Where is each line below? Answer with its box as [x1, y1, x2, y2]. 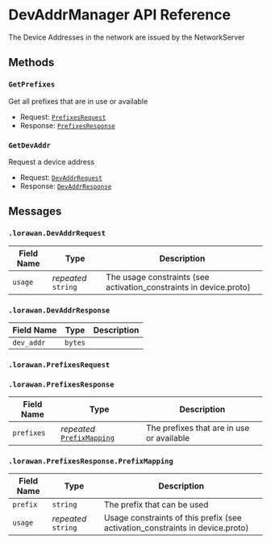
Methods [8, 56, 55, 69]
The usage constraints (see [106, 271, 210, 282]
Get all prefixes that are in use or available [8, 96, 148, 106]
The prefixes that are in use [145, 422, 250, 433]
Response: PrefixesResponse [19, 120, 115, 130]
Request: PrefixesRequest [19, 111, 106, 122]
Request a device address [8, 157, 95, 166]
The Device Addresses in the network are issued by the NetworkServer [8, 32, 245, 42]
